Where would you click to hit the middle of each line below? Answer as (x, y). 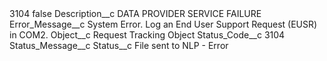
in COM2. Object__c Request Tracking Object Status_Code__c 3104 (147, 35)
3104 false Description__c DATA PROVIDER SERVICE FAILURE (135, 13)
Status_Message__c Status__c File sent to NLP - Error (119, 45)
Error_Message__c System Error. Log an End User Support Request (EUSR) (163, 24)
